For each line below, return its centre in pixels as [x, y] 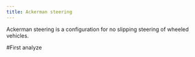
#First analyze [24, 47]
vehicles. [18, 35]
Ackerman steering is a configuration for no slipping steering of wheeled [98, 29]
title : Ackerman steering [39, 12]
